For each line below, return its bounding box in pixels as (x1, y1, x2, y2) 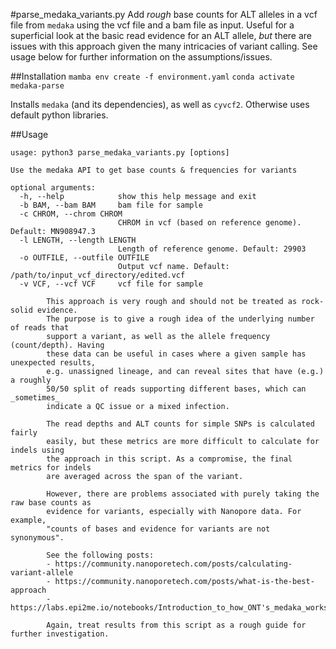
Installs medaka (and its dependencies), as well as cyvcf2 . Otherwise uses (10, 99, 310, 110)
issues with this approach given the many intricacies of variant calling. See (10, 40, 318, 52)
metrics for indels (10, 463, 92, 473)
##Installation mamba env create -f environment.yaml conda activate (10, 70, 295, 82)
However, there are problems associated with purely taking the (46, 489, 320, 499)
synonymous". (10, 533, 65, 543)
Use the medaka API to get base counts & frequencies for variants (10, 165, 298, 175)
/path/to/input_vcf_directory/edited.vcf (10, 270, 186, 280)
